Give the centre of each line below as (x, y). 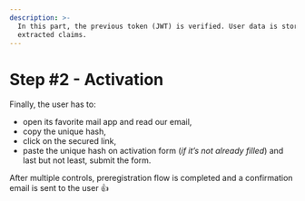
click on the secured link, (69, 141)
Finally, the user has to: (53, 104)
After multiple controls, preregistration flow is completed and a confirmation (151, 178)
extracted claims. (53, 34)
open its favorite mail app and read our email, (107, 122)
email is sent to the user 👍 (59, 188)
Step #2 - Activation (87, 79)
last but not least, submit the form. (87, 160)
